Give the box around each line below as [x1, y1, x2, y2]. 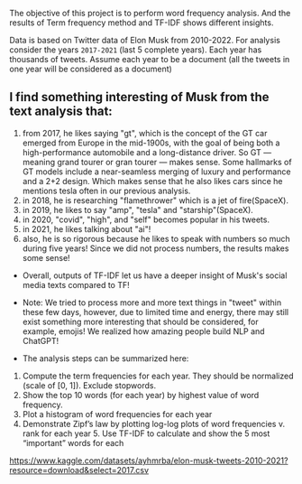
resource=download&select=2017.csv [9, 464, 150, 475]
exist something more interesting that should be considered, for [22, 316, 259, 327]
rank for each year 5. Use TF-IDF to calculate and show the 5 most [22, 428, 270, 439]
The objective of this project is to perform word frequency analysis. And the [9, 8, 291, 18]
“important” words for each [22, 437, 124, 448]
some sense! [22, 252, 70, 263]
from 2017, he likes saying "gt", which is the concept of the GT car [22, 127, 268, 138]
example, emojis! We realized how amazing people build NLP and [22, 325, 265, 337]
